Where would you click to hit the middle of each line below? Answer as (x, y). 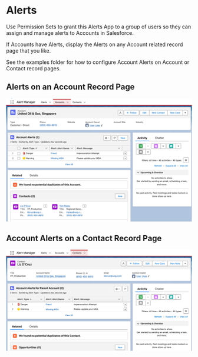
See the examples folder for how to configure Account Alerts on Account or (98, 62)
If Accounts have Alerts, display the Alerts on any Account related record (95, 44)
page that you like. (29, 50)
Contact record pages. (33, 68)
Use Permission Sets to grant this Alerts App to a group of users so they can (99, 27)
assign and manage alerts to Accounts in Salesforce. (70, 33)
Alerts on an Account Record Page (70, 87)
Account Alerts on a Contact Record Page (84, 238)
